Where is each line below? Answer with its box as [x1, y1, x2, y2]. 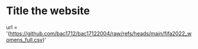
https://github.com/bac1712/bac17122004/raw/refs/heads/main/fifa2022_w [9, 30, 192, 37]
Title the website [6, 4, 90, 18]
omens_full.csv [6, 36, 43, 43]
